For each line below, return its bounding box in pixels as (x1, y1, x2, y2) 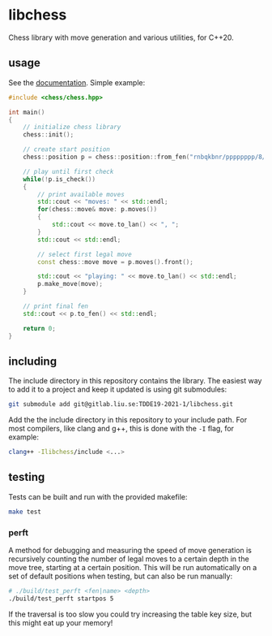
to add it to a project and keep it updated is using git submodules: (8, 384, 227, 395)
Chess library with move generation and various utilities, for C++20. (8, 32, 235, 42)
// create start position (23, 145, 111, 154)
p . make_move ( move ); (37, 280, 104, 288)
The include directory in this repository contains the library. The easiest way (8, 376, 262, 386)
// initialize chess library (23, 123, 121, 132)
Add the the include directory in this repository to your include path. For (8, 415, 248, 425)
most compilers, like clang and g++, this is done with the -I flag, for (8, 424, 235, 434)
